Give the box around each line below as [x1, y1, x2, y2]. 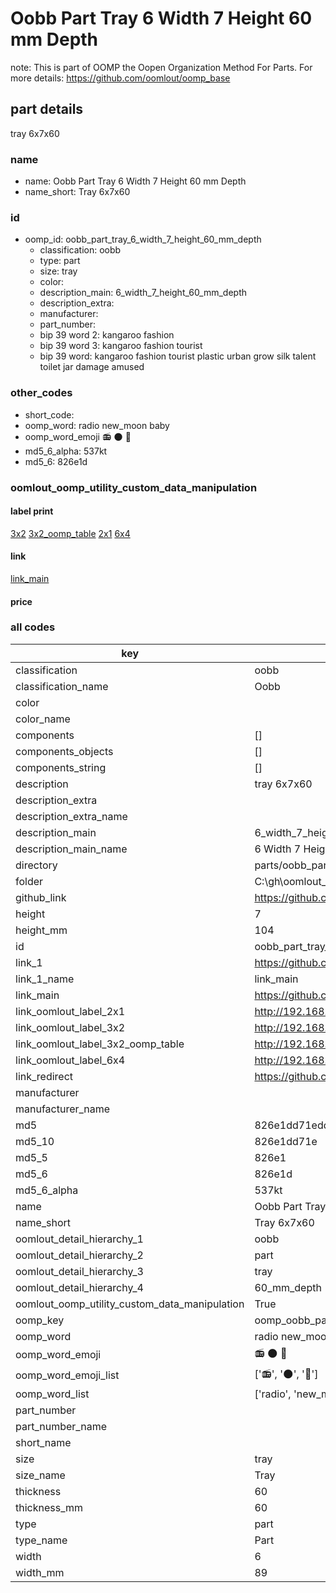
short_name [15, 1435, 72, 1449]
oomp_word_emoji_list [15, 1368, 120, 1382]
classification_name [15, 679, 109, 693]
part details [10, 101, 84, 118]
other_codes [10, 386, 73, 400]
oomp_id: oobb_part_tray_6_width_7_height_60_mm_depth [24, 233, 262, 246]
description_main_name [15, 842, 128, 856]
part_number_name [15, 1419, 107, 1433]
